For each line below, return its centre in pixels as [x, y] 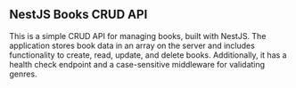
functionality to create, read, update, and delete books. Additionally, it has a [148, 55]
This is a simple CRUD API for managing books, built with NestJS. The [138, 36]
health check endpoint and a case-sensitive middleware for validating [137, 64]
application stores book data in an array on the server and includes [132, 45]
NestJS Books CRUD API [78, 15]
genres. [23, 74]
